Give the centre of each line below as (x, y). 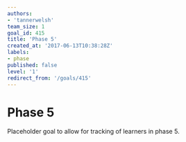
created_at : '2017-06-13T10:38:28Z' (60, 46)
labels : (18, 53)
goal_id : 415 (26, 33)
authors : (20, 14)
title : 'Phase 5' (32, 39)
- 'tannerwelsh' (31, 20)
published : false (32, 65)
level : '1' (23, 71)
